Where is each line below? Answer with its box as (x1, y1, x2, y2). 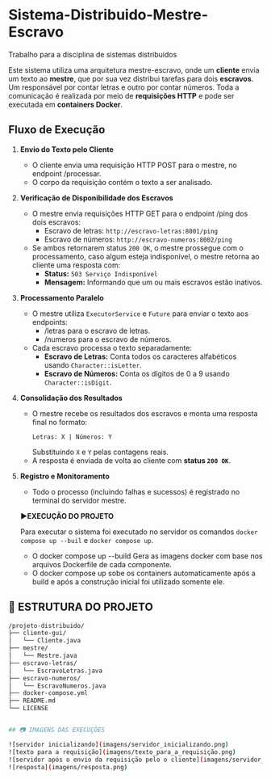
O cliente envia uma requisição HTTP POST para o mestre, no (31, 160, 238, 170)
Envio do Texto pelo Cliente (19, 144, 115, 154)
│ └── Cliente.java (8, 637, 81, 645)
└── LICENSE (8, 705, 48, 713)
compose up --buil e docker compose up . (19, 535, 154, 545)
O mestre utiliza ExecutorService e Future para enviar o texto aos (31, 309, 248, 318)
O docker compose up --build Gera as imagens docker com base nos (31, 551, 264, 561)
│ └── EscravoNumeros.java (8, 681, 106, 690)
